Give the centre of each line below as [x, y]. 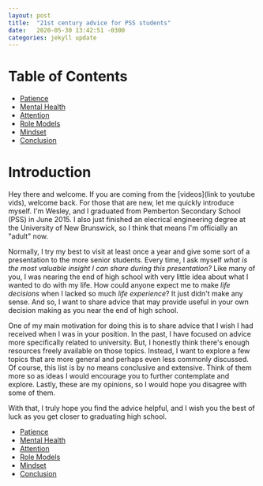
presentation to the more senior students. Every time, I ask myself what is [128, 260]
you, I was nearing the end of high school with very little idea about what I [128, 277]
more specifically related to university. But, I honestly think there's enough [129, 343]
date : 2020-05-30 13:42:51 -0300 [67, 30]
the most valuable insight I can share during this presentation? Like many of [132, 269]
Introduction [50, 173]
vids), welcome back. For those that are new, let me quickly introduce [121, 203]
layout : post [30, 15]
